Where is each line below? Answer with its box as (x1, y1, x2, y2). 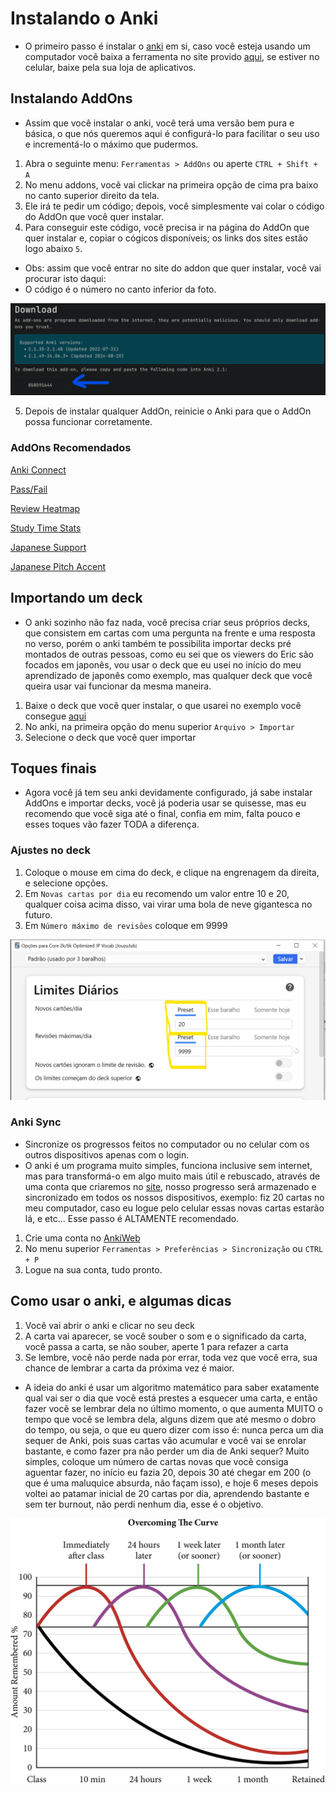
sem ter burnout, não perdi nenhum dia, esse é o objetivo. (24, 1498, 264, 1510)
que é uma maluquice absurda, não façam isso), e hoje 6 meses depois (24, 1477, 319, 1489)
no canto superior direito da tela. (24, 189, 160, 201)
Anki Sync (10, 1115, 62, 1129)
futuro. (24, 908, 53, 921)
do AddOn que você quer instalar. (24, 210, 164, 222)
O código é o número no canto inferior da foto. (24, 283, 217, 295)
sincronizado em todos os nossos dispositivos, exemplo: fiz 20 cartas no (24, 1191, 325, 1203)
